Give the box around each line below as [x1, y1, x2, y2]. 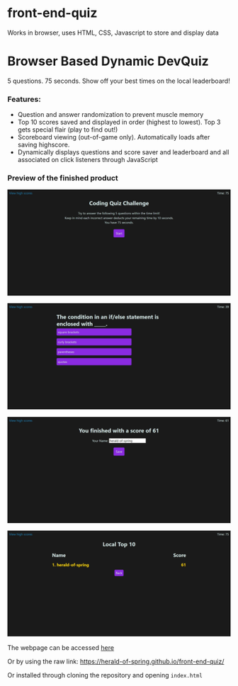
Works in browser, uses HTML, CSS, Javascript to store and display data [7, 28, 220, 37]
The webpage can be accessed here [7, 644, 115, 652]
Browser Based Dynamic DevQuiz [7, 53, 209, 69]
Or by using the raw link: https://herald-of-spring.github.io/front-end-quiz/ [7, 657, 225, 666]
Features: [7, 94, 41, 104]
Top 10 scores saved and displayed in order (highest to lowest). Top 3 [17, 118, 221, 127]
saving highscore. [17, 140, 70, 149]
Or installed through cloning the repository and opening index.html [7, 671, 203, 680]
